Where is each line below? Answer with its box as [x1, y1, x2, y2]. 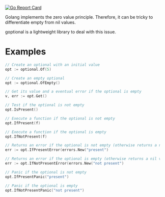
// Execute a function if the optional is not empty [5, 116, 115, 121]
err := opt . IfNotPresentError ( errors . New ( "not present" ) [5, 161, 124, 166]
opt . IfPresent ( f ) [5, 120, 41, 125]
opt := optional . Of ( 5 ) [5, 67, 52, 72]
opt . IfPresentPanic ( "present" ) [5, 174, 69, 179]
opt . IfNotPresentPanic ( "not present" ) [5, 188, 84, 193]
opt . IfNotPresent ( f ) [5, 134, 48, 139]
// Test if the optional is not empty [5, 103, 84, 108]
